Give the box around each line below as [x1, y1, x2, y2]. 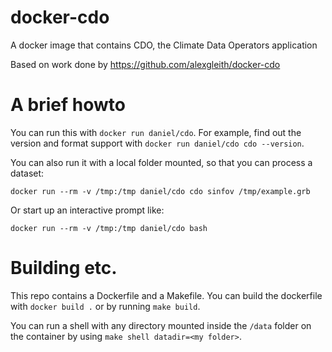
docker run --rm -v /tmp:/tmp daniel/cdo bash [10, 223, 208, 233]
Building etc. [10, 257, 118, 280]
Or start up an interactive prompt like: [10, 204, 165, 216]
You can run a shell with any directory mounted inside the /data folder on [10, 319, 312, 331]
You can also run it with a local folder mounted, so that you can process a [10, 156, 313, 168]
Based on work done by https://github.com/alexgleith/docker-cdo [10, 58, 281, 70]
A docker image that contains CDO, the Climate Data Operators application [10, 39, 318, 51]
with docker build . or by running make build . [10, 300, 201, 312]
